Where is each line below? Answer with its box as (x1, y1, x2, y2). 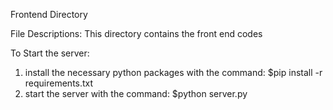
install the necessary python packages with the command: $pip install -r (24, 67, 323, 78)
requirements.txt (24, 77, 94, 89)
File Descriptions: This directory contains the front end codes (10, 28, 263, 39)
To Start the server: (10, 47, 90, 59)
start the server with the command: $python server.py (24, 88, 248, 99)
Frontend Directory (10, 9, 88, 20)
